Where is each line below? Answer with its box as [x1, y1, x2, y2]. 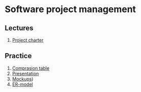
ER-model [12, 81, 33, 87]
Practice [5, 52, 32, 60]
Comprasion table [12, 65, 50, 71]
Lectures [5, 24, 33, 32]
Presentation [12, 70, 39, 76]
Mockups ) [12, 76, 33, 82]
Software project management [5, 4, 136, 15]
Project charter [12, 37, 44, 43]
